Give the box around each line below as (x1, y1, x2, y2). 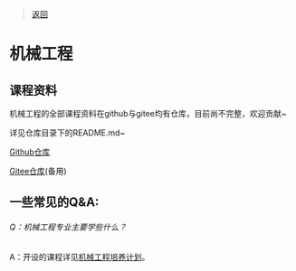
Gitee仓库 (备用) (9, 166, 67, 176)
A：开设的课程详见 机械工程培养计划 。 (9, 251, 150, 262)
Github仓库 (9, 146, 51, 157)
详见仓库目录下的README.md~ (9, 127, 126, 138)
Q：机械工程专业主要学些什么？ (9, 221, 127, 232)
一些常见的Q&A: (9, 194, 100, 210)
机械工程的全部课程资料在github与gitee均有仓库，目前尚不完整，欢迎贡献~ (9, 108, 287, 118)
